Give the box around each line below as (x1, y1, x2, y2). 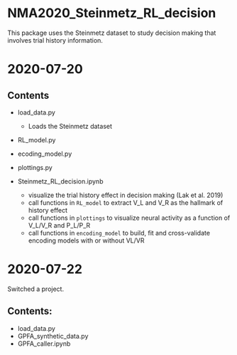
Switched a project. (7, 285, 65, 293)
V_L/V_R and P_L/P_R (28, 221, 91, 229)
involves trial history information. (7, 36, 103, 44)
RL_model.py (17, 135, 56, 144)
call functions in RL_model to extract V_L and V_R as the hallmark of (28, 198, 224, 207)
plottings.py (17, 163, 53, 171)
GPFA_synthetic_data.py (17, 332, 89, 340)
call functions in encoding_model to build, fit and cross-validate (28, 228, 211, 237)
